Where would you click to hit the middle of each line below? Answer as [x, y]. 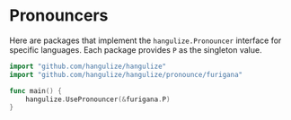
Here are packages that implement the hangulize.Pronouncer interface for [145, 40]
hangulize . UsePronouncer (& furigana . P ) [98, 99]
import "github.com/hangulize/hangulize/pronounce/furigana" [126, 74]
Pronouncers [59, 16]
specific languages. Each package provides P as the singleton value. [136, 49]
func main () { [36, 90]
